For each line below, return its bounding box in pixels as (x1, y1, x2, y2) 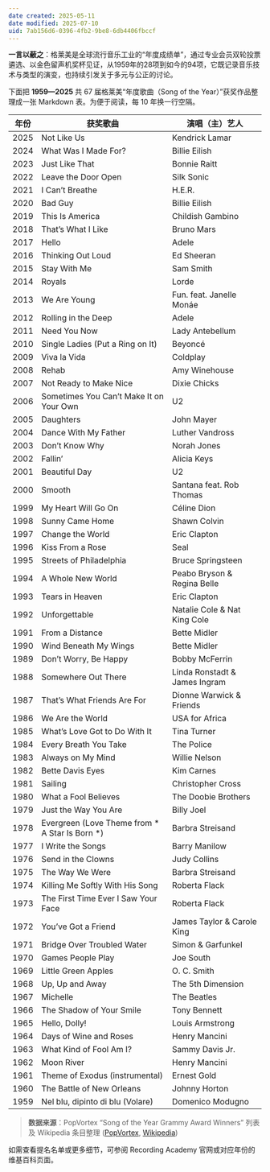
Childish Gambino (171, 211, 239, 222)
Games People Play (41, 952, 115, 964)
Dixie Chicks (171, 378, 219, 389)
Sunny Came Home (41, 516, 115, 527)
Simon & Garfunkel (171, 939, 243, 951)
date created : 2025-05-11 (8, 11, 95, 20)
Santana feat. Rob (171, 480, 239, 491)
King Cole (171, 614, 209, 625)
